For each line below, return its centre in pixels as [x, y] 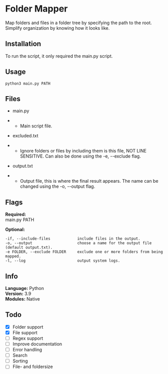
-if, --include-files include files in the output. [73, 239]
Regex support [28, 338]
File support [25, 332]
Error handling [27, 350]
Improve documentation [37, 344]
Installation [23, 44]
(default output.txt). [29, 248]
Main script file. [36, 126]
